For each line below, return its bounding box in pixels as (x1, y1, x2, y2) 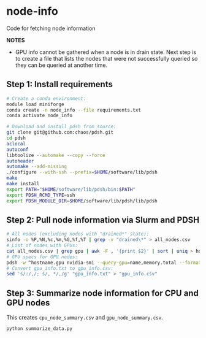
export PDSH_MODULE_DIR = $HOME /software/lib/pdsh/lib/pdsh (6, 198, 158, 204)
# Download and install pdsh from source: (6, 124, 116, 130)
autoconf (6, 146, 29, 153)
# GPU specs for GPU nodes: (6, 253, 78, 260)
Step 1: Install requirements (6, 79, 113, 90)
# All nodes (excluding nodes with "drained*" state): (6, 231, 150, 237)
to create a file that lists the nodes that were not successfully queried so (15, 55, 198, 62)
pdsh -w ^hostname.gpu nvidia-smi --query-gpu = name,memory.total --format (6, 259, 202, 266)
